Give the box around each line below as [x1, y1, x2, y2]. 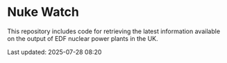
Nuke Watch [7, 4, 80, 20]
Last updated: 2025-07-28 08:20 [7, 48, 102, 56]
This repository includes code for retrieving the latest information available [7, 27, 221, 35]
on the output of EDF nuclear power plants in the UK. [7, 34, 158, 42]
